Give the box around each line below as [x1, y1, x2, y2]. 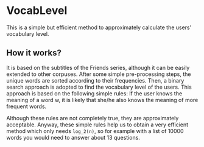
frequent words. [6, 103, 47, 110]
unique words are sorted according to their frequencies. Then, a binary [6, 77, 185, 84]
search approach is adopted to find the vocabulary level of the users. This [6, 83, 192, 91]
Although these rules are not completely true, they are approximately [6, 114, 179, 121]
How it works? [6, 48, 62, 58]
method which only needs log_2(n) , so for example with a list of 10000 [6, 127, 184, 134]
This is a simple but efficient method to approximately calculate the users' [6, 24, 192, 31]
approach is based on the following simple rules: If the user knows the [6, 89, 183, 97]
